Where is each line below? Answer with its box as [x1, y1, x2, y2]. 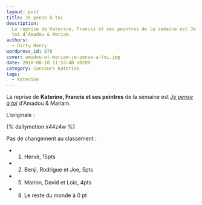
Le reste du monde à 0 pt [24, 192, 87, 199]
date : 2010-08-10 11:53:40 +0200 [6, 59, 91, 66]
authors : [6, 37, 28, 43]
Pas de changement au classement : [6, 135, 97, 143]
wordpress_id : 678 [6, 49, 53, 55]
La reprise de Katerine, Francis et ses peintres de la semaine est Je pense [6, 93, 194, 101]
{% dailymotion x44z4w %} [6, 123, 76, 130]
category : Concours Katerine [6, 65, 80, 72]
